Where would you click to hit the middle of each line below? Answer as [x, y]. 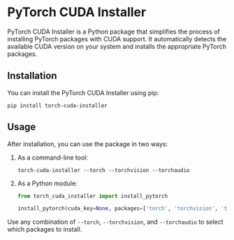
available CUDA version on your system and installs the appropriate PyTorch [117, 46]
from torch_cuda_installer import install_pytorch [93, 196]
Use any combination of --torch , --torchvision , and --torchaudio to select [115, 222]
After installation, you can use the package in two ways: [88, 143]
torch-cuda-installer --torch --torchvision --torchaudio [103, 170]
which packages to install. [45, 230]
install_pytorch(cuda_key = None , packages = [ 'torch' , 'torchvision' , [118, 209]
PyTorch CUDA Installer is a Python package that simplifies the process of [114, 31]
